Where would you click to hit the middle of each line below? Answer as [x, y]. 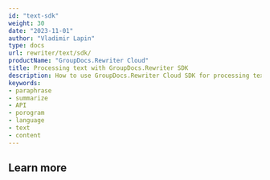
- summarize [28, 98]
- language [27, 121]
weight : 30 [27, 23]
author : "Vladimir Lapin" [51, 38]
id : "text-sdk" [34, 16]
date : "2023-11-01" [41, 31]
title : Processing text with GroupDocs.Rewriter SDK [98, 68]
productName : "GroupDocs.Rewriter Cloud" [79, 61]
